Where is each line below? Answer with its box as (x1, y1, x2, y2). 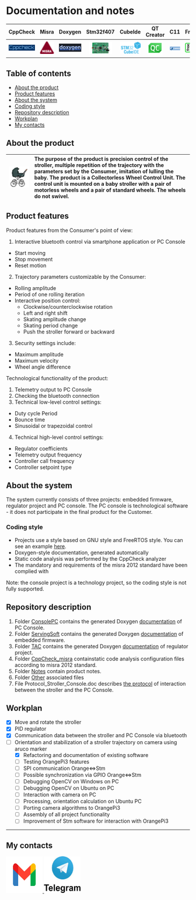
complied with (14, 567, 49, 575)
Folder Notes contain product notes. (14, 667, 101, 674)
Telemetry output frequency (14, 451, 82, 458)
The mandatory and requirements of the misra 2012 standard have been (14, 561, 188, 568)
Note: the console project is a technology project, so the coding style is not (6, 579, 187, 586)
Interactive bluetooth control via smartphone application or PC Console (14, 238, 185, 245)
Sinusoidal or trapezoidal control (14, 422, 93, 429)
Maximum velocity (14, 357, 59, 364)
